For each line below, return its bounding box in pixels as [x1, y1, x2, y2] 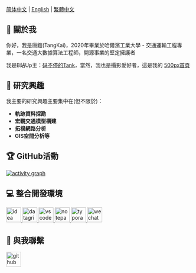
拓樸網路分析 [14, 124, 46, 132]
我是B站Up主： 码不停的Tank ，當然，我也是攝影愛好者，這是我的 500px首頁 [6, 62, 190, 69]
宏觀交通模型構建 [14, 117, 57, 124]
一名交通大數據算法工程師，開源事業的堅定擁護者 [16, 49, 136, 56]
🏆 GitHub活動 [6, 151, 59, 162]
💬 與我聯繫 [6, 235, 44, 245]
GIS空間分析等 [14, 132, 50, 139]
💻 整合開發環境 [6, 188, 63, 198]
